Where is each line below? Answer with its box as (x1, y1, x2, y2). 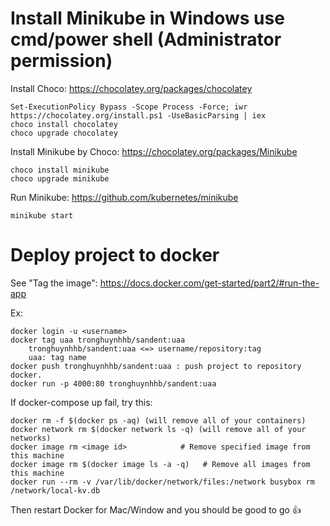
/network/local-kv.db (10, 485, 101, 496)
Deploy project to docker (10, 244, 220, 267)
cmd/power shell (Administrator (10, 28, 282, 51)
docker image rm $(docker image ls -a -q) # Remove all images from (10, 459, 311, 469)
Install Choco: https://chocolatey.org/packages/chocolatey (10, 82, 253, 94)
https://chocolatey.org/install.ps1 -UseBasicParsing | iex (10, 110, 267, 121)
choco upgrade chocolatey (10, 128, 118, 138)
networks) (10, 433, 52, 443)
